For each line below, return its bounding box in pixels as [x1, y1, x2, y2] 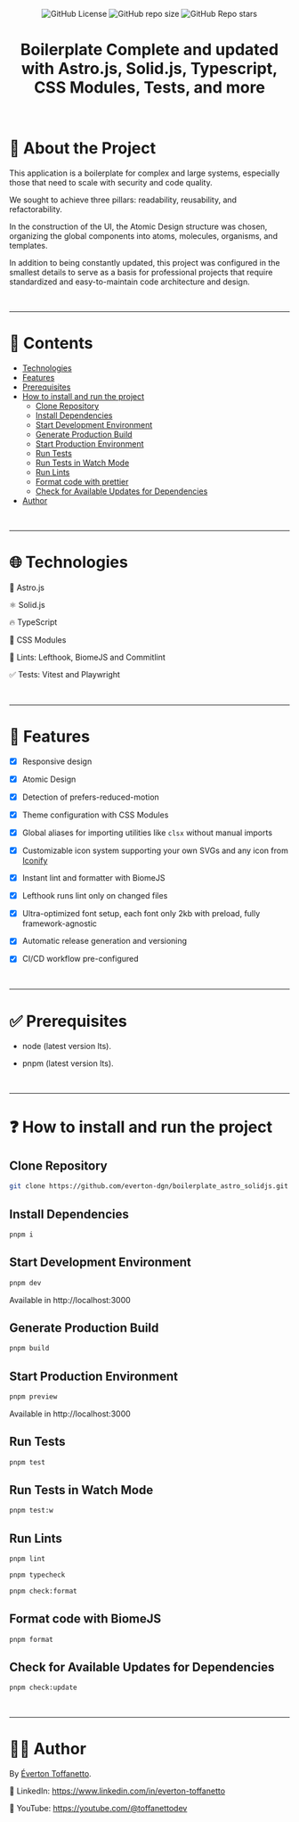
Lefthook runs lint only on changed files [21, 890, 168, 901]
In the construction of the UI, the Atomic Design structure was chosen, [9, 221, 268, 232]
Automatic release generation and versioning [21, 936, 188, 947]
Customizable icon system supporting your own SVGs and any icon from [21, 845, 289, 856]
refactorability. [9, 203, 62, 214]
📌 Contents [9, 333, 93, 354]
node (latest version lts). [21, 1041, 111, 1052]
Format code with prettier [35, 476, 129, 487]
